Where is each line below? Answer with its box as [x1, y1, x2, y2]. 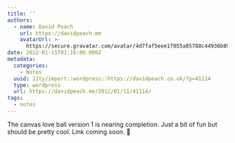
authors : [7, 17, 33, 24]
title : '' [7, 10, 36, 17]
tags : [7, 95, 23, 102]
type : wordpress [13, 82, 61, 89]
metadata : [7, 56, 36, 63]
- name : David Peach [13, 23, 73, 30]
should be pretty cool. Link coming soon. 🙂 [7, 127, 131, 136]
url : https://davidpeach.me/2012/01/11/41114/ [13, 88, 152, 95]
